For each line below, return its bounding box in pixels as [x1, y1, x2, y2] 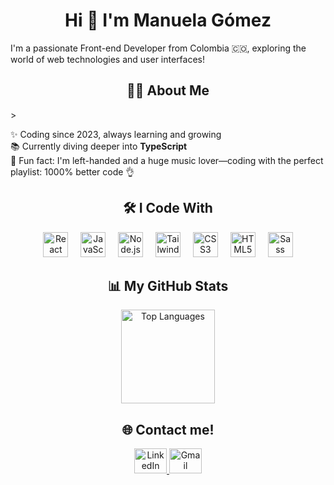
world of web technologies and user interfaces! [10, 53, 206, 65]
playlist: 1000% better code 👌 [10, 165, 135, 178]
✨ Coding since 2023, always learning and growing [10, 128, 222, 140]
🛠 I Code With [123, 200, 213, 217]
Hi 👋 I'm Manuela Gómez [64, 9, 272, 32]
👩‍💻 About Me [126, 82, 210, 99]
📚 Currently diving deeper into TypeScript [10, 140, 188, 152]
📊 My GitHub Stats [107, 277, 229, 294]
